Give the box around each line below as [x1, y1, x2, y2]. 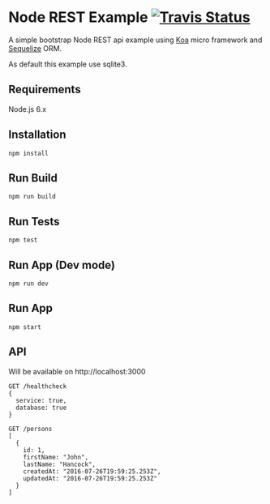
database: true [15, 404, 67, 412]
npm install [8, 149, 49, 157]
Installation [8, 128, 66, 142]
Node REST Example [8, 8, 148, 27]
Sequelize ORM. [8, 43, 62, 53]
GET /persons [8, 425, 53, 433]
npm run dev [8, 280, 49, 288]
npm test [8, 236, 38, 245]
